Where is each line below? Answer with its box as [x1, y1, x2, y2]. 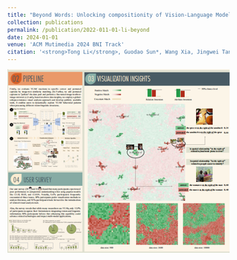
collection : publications [7, 18, 83, 26]
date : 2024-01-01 [7, 34, 59, 41]
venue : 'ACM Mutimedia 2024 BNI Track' [7, 41, 125, 49]
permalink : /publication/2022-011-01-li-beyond [7, 26, 150, 33]
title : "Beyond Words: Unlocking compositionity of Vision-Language [7, 11, 213, 18]
